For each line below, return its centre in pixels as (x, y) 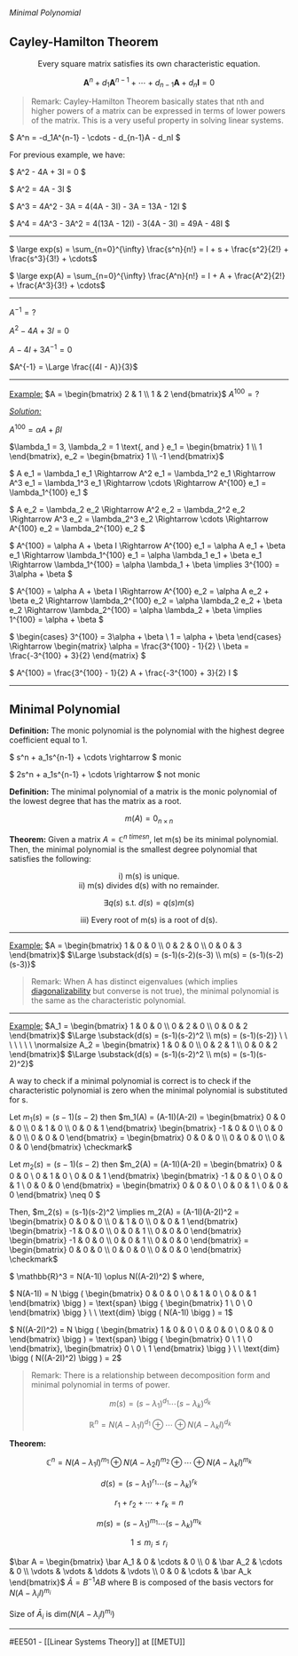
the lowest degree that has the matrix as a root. (95, 801)
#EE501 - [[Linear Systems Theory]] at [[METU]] (98, 1641)
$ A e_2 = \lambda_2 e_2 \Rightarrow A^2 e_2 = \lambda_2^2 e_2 (127, 510)
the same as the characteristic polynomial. (108, 1000)
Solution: (25, 411)
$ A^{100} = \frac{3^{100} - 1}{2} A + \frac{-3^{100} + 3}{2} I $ (124, 673)
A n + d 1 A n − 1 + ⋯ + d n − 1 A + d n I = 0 (149, 83)
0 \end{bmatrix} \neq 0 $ (55, 1195)
